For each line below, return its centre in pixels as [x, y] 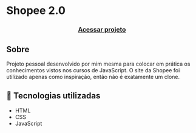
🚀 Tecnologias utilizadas [53, 96]
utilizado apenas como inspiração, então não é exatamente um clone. [93, 77]
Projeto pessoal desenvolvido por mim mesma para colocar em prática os [98, 64]
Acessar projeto [102, 30]
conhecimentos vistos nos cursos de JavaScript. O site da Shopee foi [93, 70]
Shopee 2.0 [36, 11]
